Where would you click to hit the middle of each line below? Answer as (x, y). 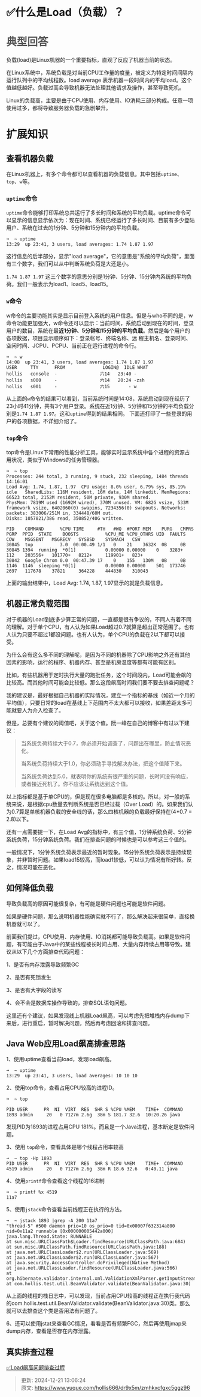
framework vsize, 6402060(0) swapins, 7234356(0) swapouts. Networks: (96, 508)
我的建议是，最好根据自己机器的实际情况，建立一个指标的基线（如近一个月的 (100, 695)
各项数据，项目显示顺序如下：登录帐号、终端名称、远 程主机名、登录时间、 (99, 338)
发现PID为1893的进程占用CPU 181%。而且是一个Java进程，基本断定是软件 (98, 1127)
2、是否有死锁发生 (29, 977)
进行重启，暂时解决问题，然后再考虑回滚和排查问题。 (87, 1023)
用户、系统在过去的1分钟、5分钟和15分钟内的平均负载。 (74, 228)
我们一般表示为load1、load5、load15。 (64, 284)
